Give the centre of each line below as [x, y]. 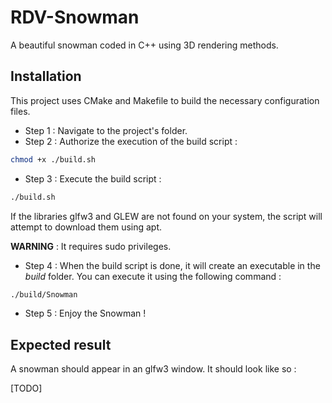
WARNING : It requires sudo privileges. [91, 246]
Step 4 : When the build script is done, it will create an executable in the [172, 265]
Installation [46, 76]
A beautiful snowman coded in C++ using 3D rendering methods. [144, 45]
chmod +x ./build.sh [53, 159]
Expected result [61, 344]
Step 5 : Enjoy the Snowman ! [85, 313]
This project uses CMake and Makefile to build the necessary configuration [165, 100]
